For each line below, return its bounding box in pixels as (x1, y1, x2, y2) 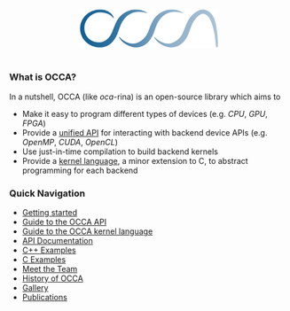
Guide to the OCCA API (21, 217, 107, 228)
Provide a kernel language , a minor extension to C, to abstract (21, 155, 248, 166)
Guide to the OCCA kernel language (21, 226, 153, 237)
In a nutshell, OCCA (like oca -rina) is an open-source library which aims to (9, 91, 281, 102)
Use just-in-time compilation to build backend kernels (21, 146, 219, 157)
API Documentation (21, 236, 93, 246)
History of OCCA (21, 273, 84, 284)
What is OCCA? (9, 71, 77, 83)
